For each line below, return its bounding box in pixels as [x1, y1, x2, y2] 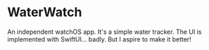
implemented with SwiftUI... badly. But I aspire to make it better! [7, 35, 191, 43]
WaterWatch [7, 4, 82, 20]
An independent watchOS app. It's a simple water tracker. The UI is [7, 27, 202, 36]
